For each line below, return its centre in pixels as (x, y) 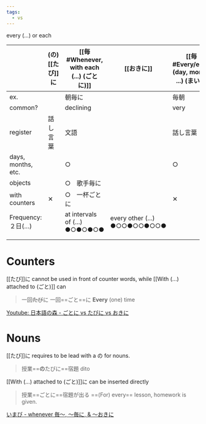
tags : (13, 12)
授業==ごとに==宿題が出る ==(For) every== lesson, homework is (104, 395)
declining (78, 107)
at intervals (81, 214)
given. (29, 402)
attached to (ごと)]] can (36, 287)
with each (85, 67)
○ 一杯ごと (83, 195)
